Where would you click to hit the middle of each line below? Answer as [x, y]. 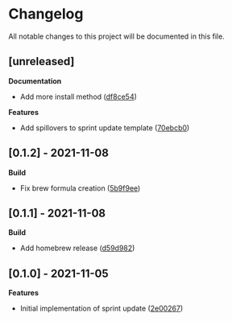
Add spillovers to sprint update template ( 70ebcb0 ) [105, 128]
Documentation [35, 80]
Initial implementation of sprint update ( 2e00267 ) [101, 309]
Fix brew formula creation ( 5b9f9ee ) [80, 188]
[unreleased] [41, 62]
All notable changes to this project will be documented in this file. [117, 36]
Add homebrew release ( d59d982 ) [77, 248]
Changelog [46, 14]
